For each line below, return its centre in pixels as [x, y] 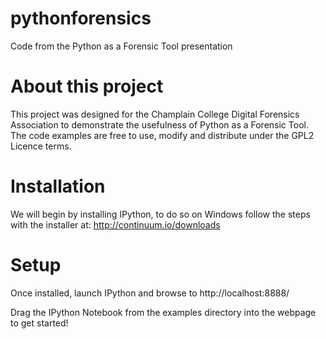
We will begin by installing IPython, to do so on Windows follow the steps [160, 214]
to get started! [39, 323]
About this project [87, 86]
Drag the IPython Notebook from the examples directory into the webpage [163, 312]
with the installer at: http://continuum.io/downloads [115, 224]
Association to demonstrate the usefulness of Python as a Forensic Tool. [159, 124]
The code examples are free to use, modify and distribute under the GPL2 [162, 135]
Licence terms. [41, 146]
